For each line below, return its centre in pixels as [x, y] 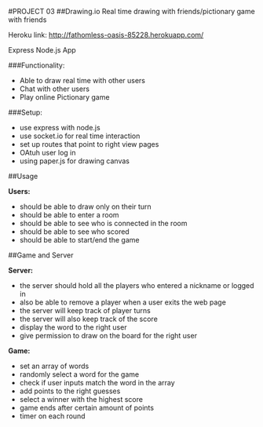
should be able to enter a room [69, 215]
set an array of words [54, 366]
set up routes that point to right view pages [89, 144]
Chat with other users [55, 89]
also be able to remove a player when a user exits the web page [122, 302]
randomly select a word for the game [79, 374]
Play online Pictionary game [64, 97]
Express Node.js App [42, 50]
